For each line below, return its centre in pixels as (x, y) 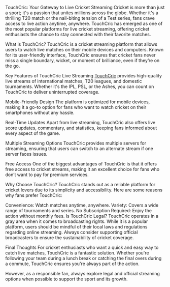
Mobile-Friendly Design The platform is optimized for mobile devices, (78, 102)
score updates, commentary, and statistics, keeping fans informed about (81, 128)
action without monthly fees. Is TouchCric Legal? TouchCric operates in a (82, 216)
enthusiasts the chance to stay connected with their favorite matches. (78, 34)
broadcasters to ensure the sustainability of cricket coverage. (70, 238)
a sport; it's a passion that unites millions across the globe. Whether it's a (82, 13)
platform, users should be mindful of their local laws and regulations (76, 227)
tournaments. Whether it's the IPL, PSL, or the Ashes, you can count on (80, 87)
